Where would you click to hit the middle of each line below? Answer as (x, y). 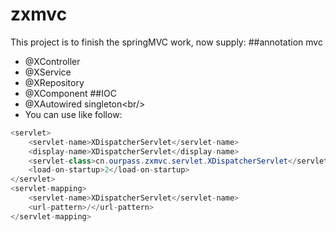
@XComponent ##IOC (70, 93)
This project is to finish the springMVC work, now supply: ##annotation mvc (166, 42)
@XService (48, 72)
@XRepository (54, 82)
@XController (52, 61)
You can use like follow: (73, 114)
